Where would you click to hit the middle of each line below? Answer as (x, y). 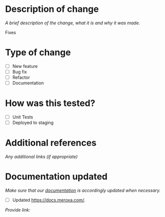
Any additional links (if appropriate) (41, 157)
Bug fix (20, 72)
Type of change (38, 53)
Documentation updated (56, 177)
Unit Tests (23, 117)
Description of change (52, 9)
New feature (25, 66)
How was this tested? (50, 103)
